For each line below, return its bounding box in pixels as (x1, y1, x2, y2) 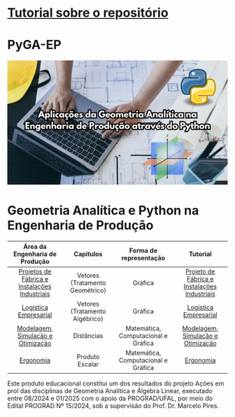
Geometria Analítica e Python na (7, 202, 199, 218)
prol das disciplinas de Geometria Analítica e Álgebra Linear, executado (7, 386, 213, 395)
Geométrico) (69, 285, 107, 295)
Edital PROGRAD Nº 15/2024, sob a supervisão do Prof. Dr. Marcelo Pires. (7, 401, 219, 410)
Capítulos (73, 250, 103, 258)
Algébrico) (73, 314, 104, 323)
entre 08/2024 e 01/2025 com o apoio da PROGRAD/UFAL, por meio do (7, 394, 213, 402)
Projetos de (18, 267, 52, 276)
